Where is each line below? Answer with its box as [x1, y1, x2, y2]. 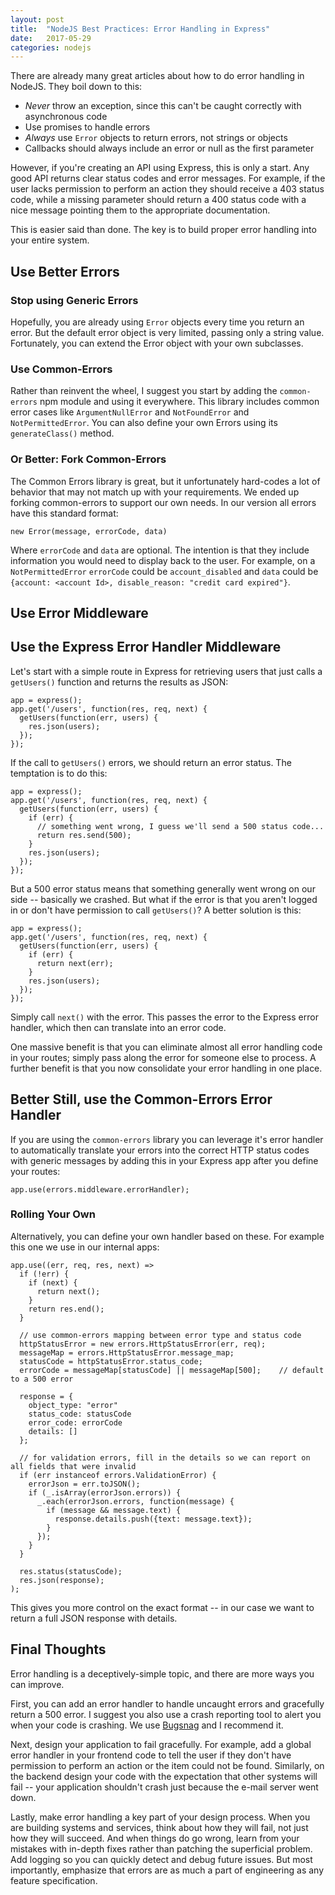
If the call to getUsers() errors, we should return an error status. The [10, 756, 292, 768]
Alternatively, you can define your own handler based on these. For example [10, 1230, 325, 1242]
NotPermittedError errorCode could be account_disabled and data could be [10, 565, 319, 577]
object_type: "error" [28, 1400, 118, 1410]
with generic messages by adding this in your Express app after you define [10, 1154, 319, 1166]
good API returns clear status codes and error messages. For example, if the [10, 172, 326, 185]
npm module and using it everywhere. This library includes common [39, 396, 320, 408]
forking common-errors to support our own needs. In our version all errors [10, 496, 317, 508]
